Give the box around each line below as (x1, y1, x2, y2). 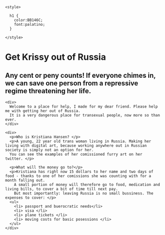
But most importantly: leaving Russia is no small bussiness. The (14, 191, 154, 196)
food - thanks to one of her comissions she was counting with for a (5, 174, 152, 178)
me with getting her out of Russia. (5, 109, 81, 114)
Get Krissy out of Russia (5, 52, 106, 63)
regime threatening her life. (5, 87, 91, 95)
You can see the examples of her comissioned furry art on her (9, 152, 142, 157)
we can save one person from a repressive (5, 79, 138, 87)
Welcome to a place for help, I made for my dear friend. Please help (9, 104, 158, 109)
